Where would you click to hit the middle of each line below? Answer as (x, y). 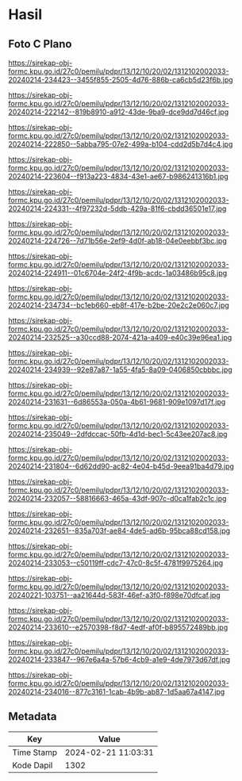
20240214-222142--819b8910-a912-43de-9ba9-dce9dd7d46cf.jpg (118, 112)
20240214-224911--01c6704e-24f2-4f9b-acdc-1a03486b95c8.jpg (118, 273)
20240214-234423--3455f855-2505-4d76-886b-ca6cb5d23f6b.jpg (121, 80)
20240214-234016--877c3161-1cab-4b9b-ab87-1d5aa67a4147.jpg (117, 692)
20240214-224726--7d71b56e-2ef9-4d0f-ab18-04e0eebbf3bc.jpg (118, 241)
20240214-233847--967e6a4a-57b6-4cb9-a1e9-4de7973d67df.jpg (119, 659)
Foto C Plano (40, 44)
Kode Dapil (33, 765)
